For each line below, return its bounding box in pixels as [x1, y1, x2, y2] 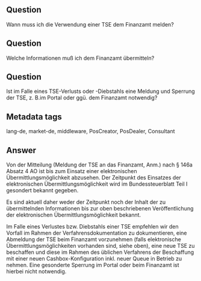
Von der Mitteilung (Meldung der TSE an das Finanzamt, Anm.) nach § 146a [6, 161, 193, 168]
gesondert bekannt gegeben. [6, 187, 79, 194]
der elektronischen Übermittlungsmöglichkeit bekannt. [6, 211, 141, 219]
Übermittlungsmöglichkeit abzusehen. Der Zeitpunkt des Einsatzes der [6, 174, 182, 182]
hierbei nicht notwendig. [6, 268, 67, 275]
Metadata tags [6, 112, 62, 122]
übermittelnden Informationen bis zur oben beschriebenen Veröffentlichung [6, 205, 194, 212]
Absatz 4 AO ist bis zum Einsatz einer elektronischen [6, 168, 137, 175]
